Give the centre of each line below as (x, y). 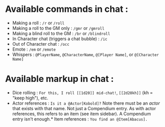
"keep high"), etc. (30, 98)
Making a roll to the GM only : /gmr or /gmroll (58, 28)
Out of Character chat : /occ (41, 44)
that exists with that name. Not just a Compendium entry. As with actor (84, 108)
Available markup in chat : (60, 79)
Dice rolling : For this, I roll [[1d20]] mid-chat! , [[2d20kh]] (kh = (82, 92)
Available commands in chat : (67, 9)
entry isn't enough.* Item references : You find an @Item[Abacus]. (80, 119)
